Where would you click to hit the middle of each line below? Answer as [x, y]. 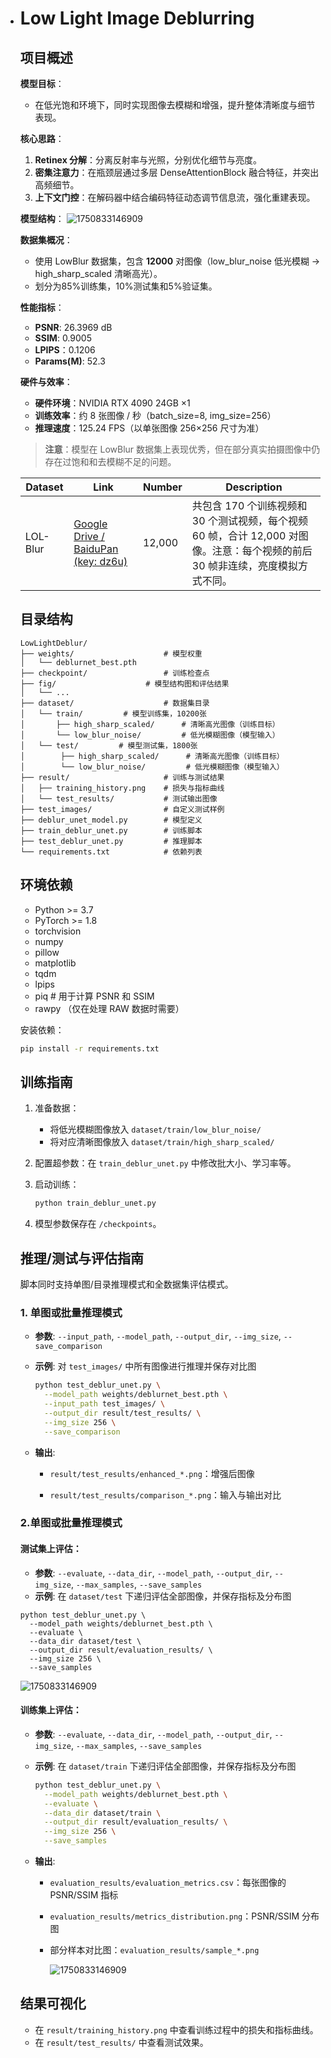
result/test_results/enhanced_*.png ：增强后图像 [152, 1473]
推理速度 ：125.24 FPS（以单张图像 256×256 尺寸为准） [149, 428]
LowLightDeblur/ [53, 643]
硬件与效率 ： [46, 381]
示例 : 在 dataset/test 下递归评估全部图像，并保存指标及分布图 [163, 1596]
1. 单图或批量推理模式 [71, 1312]
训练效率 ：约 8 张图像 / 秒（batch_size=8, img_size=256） [155, 415]
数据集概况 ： [46, 240]
